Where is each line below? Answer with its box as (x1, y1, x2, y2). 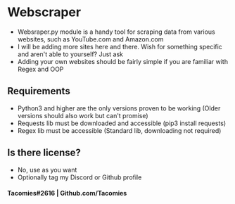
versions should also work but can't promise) (17, 111, 149, 120)
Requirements (7, 85, 70, 97)
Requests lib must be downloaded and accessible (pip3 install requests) (17, 119, 227, 127)
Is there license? (7, 147, 81, 159)
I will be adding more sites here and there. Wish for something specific (17, 42, 223, 51)
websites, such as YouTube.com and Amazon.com (17, 34, 164, 43)
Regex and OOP (17, 65, 64, 73)
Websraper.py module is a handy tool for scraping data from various (17, 27, 216, 36)
